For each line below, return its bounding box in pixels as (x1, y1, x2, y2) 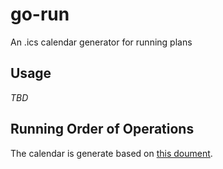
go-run (10, 3, 70, 26)
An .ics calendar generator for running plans (10, 36, 193, 48)
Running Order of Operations (10, 121, 195, 138)
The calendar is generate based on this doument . (10, 147, 213, 159)
